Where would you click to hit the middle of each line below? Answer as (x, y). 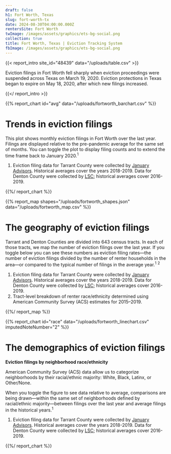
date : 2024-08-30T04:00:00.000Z (40, 24)
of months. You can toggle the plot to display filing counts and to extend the (85, 149)
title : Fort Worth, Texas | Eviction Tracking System (64, 44)
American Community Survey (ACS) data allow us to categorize (72, 372)
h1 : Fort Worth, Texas (29, 15)
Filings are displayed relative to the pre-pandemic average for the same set (84, 143)
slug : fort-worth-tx (27, 19)
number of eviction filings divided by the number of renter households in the (86, 258)
